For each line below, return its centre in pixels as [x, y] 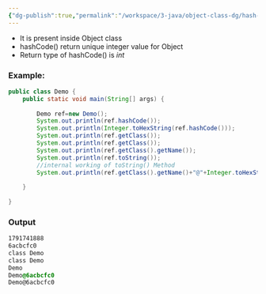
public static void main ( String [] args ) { [93, 99]
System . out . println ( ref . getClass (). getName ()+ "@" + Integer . [136, 172]
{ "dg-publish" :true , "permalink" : [63, 15]
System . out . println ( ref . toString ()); [99, 158]
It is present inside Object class [71, 38]
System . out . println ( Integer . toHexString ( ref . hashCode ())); [136, 128]
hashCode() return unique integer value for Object [101, 46]
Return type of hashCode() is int [72, 55]
